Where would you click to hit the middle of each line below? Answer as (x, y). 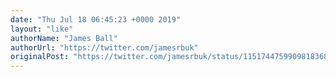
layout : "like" (42, 29)
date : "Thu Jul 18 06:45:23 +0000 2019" (96, 19)
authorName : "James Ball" (64, 38)
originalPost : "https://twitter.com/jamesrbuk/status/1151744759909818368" (171, 57)
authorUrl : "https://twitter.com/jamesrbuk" (104, 47)
